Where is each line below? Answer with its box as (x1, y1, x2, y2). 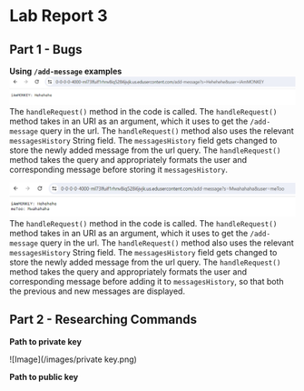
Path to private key (9, 336, 82, 346)
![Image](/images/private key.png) (9, 354, 138, 365)
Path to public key (9, 371, 79, 382)
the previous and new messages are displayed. (9, 286, 186, 296)
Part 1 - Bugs (9, 42, 83, 57)
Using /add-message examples (9, 65, 123, 76)
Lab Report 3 (9, 5, 108, 26)
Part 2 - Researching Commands (9, 312, 198, 327)
